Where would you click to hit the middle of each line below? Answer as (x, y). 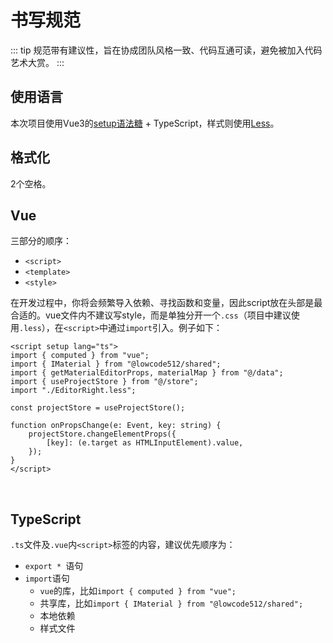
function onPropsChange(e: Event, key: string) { (116, 426)
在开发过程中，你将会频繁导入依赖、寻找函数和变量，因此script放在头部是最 (166, 303)
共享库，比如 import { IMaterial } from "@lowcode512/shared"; (171, 603)
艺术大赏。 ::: (37, 62)
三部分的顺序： (41, 241)
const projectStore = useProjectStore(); (98, 408)
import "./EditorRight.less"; (73, 391)
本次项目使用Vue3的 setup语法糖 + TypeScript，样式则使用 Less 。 (145, 123)
